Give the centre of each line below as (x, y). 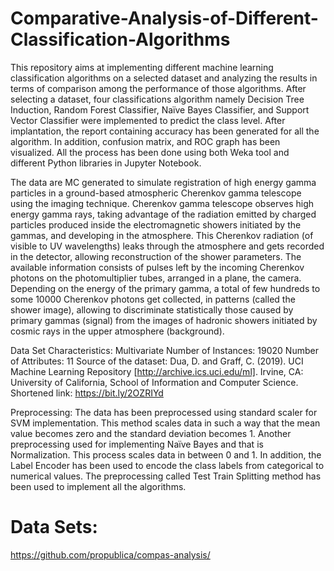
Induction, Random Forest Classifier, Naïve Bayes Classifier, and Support (160, 109)
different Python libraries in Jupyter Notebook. (106, 163)
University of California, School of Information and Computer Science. (154, 382)
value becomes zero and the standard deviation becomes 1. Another (151, 433)
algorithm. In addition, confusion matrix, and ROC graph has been (145, 141)
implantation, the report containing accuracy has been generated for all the (165, 131)
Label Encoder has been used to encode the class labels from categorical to (167, 465)
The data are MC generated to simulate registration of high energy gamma (163, 182)
